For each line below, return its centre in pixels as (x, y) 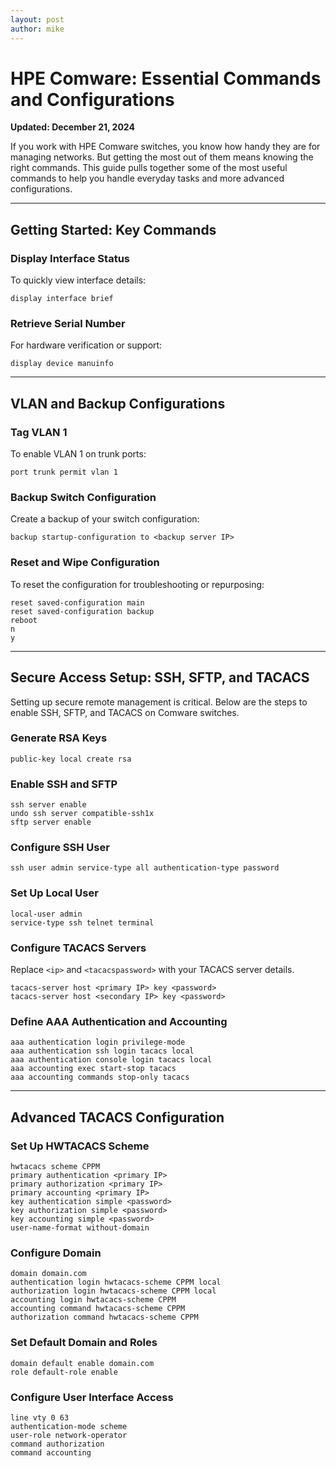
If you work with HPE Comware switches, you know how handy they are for (165, 147)
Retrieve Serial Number (68, 324)
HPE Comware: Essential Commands (166, 78)
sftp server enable (51, 822)
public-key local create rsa (71, 759)
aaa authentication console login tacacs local (111, 1060)
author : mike (37, 29)
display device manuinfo (62, 364)
